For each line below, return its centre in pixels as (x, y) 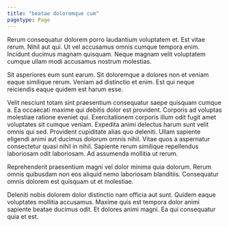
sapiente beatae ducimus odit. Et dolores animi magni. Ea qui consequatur (111, 209)
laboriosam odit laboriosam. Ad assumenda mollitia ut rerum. (93, 153)
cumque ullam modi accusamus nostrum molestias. (79, 61)
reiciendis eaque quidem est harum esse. (65, 89)
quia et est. (23, 216)
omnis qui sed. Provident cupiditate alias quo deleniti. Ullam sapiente (104, 132)
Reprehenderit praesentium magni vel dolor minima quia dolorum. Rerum (109, 167)
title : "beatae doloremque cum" (53, 13)
